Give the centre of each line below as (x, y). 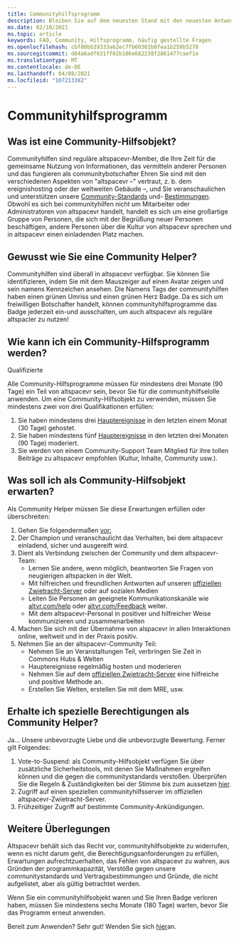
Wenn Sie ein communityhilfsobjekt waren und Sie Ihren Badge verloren (113, 897)
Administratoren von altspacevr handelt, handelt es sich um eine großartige (118, 212)
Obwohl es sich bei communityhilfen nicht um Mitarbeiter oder (99, 204)
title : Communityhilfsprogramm (54, 14)
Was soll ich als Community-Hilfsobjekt (97, 480)
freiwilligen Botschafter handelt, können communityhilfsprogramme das (112, 304)
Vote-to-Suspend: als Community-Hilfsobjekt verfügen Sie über (111, 761)
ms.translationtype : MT (43, 61)
